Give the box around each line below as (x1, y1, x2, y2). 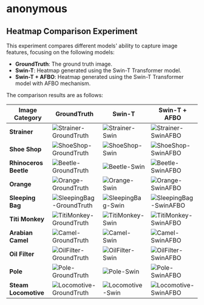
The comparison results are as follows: (6, 92, 103, 98)
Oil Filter (9, 250, 35, 258)
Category (14, 114, 42, 122)
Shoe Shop (9, 145, 42, 153)
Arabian (9, 228, 33, 237)
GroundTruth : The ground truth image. (15, 60, 113, 67)
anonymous (6, 2, 68, 16)
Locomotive (9, 289, 44, 296)
